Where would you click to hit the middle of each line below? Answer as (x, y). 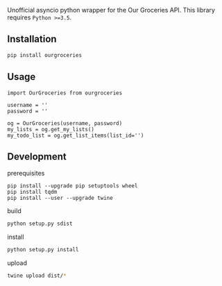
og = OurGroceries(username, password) (65, 123)
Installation (32, 39)
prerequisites (26, 174)
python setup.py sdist (40, 224)
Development (37, 157)
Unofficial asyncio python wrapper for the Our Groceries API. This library (111, 10)
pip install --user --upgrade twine (60, 198)
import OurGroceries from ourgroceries (65, 93)
